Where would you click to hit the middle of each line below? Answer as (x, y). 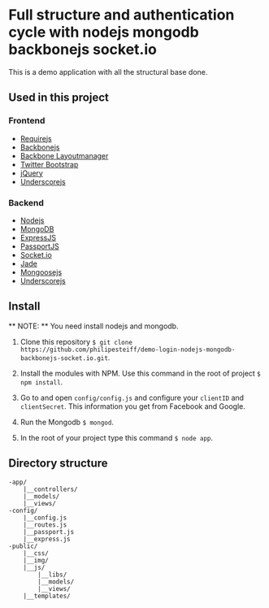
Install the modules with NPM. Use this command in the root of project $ (141, 373)
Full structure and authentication (121, 15)
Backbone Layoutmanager (64, 155)
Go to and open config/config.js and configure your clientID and (132, 397)
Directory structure (58, 464)
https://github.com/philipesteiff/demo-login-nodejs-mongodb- (128, 350)
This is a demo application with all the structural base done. (108, 72)
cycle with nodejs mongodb (104, 32)
